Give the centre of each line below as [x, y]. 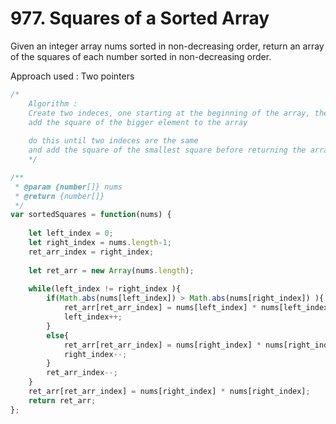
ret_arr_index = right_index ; [91, 252]
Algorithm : [53, 103]
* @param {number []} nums [68, 187]
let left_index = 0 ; [71, 233]
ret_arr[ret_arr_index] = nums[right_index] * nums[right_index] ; [169, 392]
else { [58, 335]
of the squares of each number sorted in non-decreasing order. [141, 56]
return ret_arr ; [62, 400]
